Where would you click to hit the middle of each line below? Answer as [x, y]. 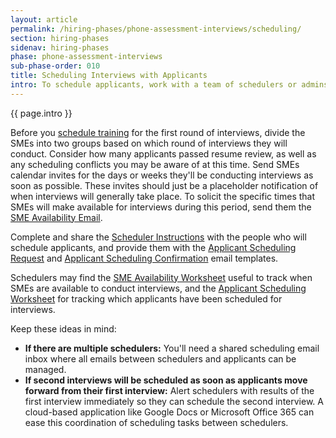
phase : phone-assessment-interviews [86, 57]
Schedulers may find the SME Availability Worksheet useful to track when [161, 277]
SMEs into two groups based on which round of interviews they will [149, 143]
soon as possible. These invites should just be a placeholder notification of [164, 185]
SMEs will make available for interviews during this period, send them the [161, 207]
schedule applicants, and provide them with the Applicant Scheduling [153, 247]
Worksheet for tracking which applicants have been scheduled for [146, 298]
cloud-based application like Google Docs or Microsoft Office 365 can [169, 412]
